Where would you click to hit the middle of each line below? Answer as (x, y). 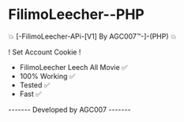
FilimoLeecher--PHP (76, 15)
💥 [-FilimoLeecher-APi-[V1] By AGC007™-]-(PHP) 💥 (92, 36)
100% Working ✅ (47, 76)
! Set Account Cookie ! (45, 52)
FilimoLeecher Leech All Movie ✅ (73, 67)
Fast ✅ (30, 94)
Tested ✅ (35, 85)
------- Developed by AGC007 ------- (70, 109)
